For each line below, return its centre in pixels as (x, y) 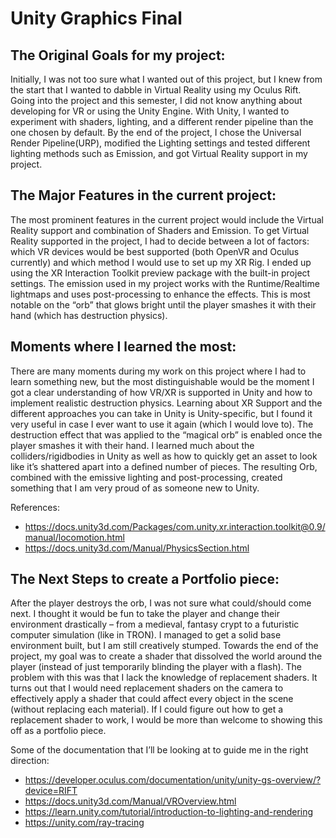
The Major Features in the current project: (143, 195)
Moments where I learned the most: (123, 347)
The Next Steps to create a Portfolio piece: (145, 579)
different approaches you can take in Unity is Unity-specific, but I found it (161, 413)
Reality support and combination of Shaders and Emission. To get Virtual (160, 230)
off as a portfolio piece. (58, 731)
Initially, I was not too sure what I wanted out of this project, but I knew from (166, 79)
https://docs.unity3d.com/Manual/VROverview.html (130, 801)
